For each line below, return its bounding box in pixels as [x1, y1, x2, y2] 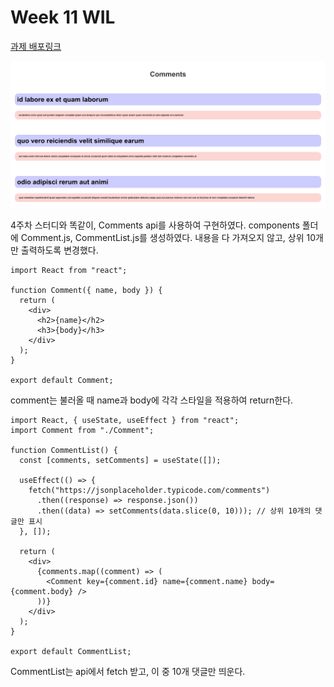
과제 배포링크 [10, 40, 62, 52]
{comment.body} [10, 586, 74, 596]
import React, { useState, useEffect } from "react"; [10, 415, 240, 425]
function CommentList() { [10, 445, 118, 455]
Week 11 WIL [10, 6, 116, 29]
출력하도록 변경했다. [20, 244, 99, 256]
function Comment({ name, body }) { [10, 285, 163, 295]
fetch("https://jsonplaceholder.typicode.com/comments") [28, 485, 271, 495]
